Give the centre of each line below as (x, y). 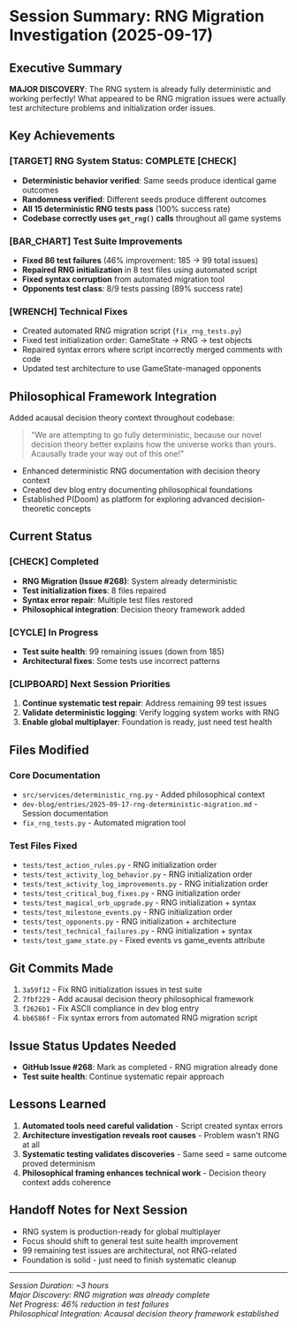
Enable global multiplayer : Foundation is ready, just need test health (147, 722)
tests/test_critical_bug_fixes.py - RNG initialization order (131, 894)
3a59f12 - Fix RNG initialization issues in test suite (112, 989)
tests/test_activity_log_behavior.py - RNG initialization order (137, 874)
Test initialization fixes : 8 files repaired (94, 590)
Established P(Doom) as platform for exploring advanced (126, 499)
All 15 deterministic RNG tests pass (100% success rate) (126, 208)
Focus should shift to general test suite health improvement (130, 1241)
